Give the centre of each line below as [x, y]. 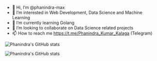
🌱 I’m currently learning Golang [43, 23]
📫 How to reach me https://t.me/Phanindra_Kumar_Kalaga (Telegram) [82, 33]
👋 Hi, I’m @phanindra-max [38, 7]
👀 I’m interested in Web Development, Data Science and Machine [77, 12]
